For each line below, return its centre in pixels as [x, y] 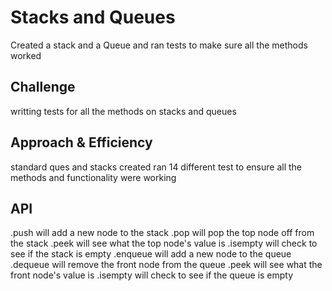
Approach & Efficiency [81, 142]
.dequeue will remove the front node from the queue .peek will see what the [166, 265]
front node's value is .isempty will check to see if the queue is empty [152, 275]
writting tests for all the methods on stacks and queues [123, 111]
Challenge [43, 87]
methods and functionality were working [93, 177]
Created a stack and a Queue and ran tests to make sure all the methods [159, 45]
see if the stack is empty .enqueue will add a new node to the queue [151, 254]
